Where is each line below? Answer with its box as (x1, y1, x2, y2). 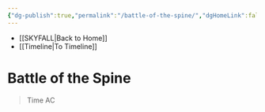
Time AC (26, 95, 55, 105)
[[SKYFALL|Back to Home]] (18, 33, 108, 43)
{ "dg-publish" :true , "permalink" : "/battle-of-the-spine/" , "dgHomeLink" (7, 11, 245, 20)
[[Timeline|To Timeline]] (18, 41, 98, 51)
